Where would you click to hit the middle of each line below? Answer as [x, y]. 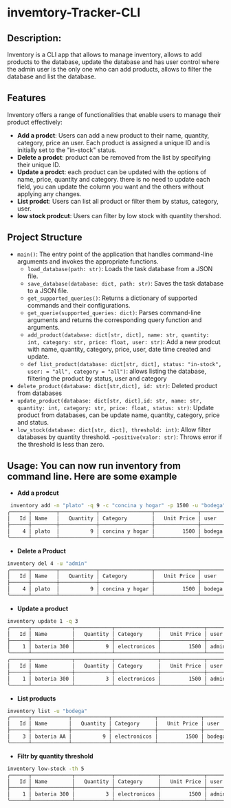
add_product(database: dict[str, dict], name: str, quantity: [118, 335]
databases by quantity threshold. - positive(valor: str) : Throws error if [119, 437]
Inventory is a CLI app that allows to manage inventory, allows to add [104, 54]
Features [26, 98]
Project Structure [45, 238]
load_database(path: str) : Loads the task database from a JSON [120, 268]
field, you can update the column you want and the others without [110, 187]
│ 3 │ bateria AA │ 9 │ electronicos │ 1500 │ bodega [117, 737]
